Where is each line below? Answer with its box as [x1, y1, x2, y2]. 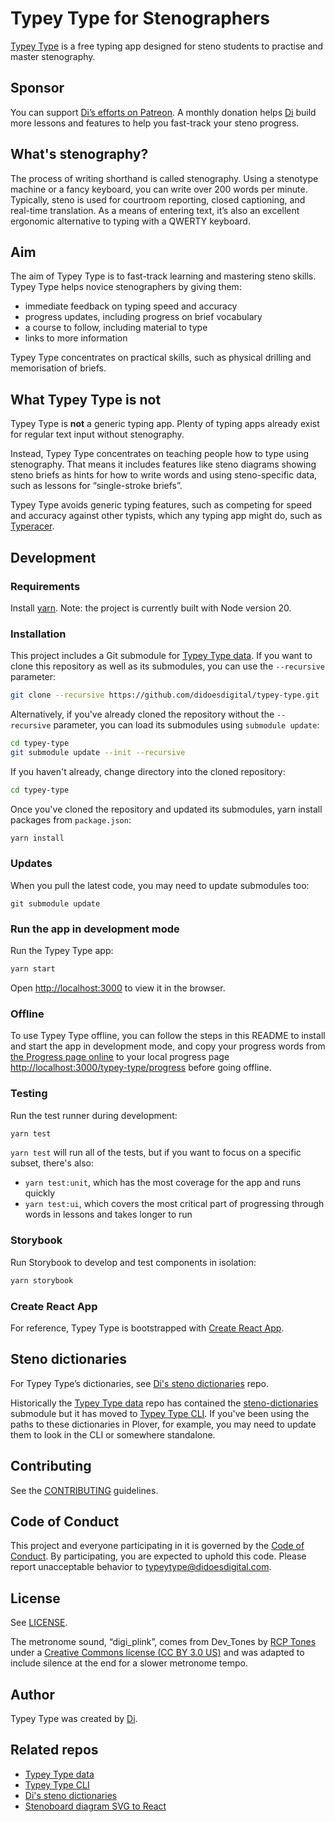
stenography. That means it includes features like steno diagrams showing [10, 458, 317, 471]
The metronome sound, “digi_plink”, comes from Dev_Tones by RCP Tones [10, 1636, 317, 1648]
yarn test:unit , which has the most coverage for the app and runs [24, 1177, 302, 1189]
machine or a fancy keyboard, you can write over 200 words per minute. [10, 183, 308, 195]
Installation [10, 627, 67, 641]
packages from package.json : [10, 813, 132, 826]
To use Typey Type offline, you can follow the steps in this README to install [10, 1030, 326, 1042]
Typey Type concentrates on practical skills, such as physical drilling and [10, 352, 312, 364]
